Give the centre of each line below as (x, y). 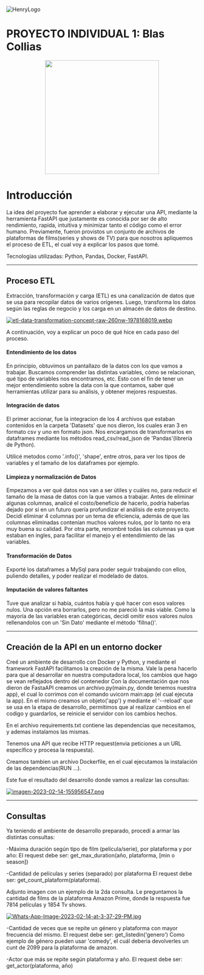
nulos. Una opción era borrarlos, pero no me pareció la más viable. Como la (101, 609)
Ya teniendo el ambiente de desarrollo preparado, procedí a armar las (93, 831)
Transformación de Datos (39, 556)
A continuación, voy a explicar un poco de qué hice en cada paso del (93, 332)
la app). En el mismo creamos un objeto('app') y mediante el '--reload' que (100, 700)
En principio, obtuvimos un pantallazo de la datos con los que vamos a (95, 366)
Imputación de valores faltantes (47, 590)
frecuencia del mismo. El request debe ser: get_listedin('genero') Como (96, 935)
